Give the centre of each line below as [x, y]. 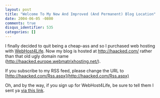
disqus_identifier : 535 [29, 28]
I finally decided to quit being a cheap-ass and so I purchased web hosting [80, 46]
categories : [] [20, 32]
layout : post [18, 9]
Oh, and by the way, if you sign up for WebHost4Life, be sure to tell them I [79, 85]
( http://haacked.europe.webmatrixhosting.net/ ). [53, 61]
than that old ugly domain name [37, 56]
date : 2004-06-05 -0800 [29, 18]
